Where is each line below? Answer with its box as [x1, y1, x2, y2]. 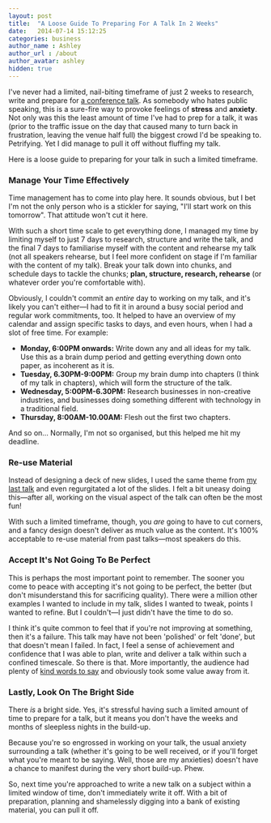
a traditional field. [19, 404, 78, 414]
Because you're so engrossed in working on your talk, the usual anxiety [8, 737, 247, 747]
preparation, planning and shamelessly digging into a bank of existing [8, 796, 240, 806]
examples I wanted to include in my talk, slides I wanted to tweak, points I [8, 598, 253, 608]
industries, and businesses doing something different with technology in [19, 395, 261, 405]
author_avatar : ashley [8, 58, 85, 66]
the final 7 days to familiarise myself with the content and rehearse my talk [8, 243, 256, 253]
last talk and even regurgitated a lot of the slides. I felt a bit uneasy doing [8, 484, 251, 494]
